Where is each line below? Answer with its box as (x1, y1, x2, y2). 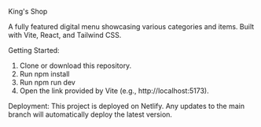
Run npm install (19, 69, 70, 78)
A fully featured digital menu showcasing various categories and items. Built (8, 22, 255, 31)
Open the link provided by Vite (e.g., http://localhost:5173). (19, 86, 210, 95)
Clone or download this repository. (19, 61, 132, 70)
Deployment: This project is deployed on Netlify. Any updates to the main (8, 102, 245, 110)
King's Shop (8, 7, 48, 16)
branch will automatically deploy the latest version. (8, 110, 173, 119)
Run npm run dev (19, 78, 76, 87)
